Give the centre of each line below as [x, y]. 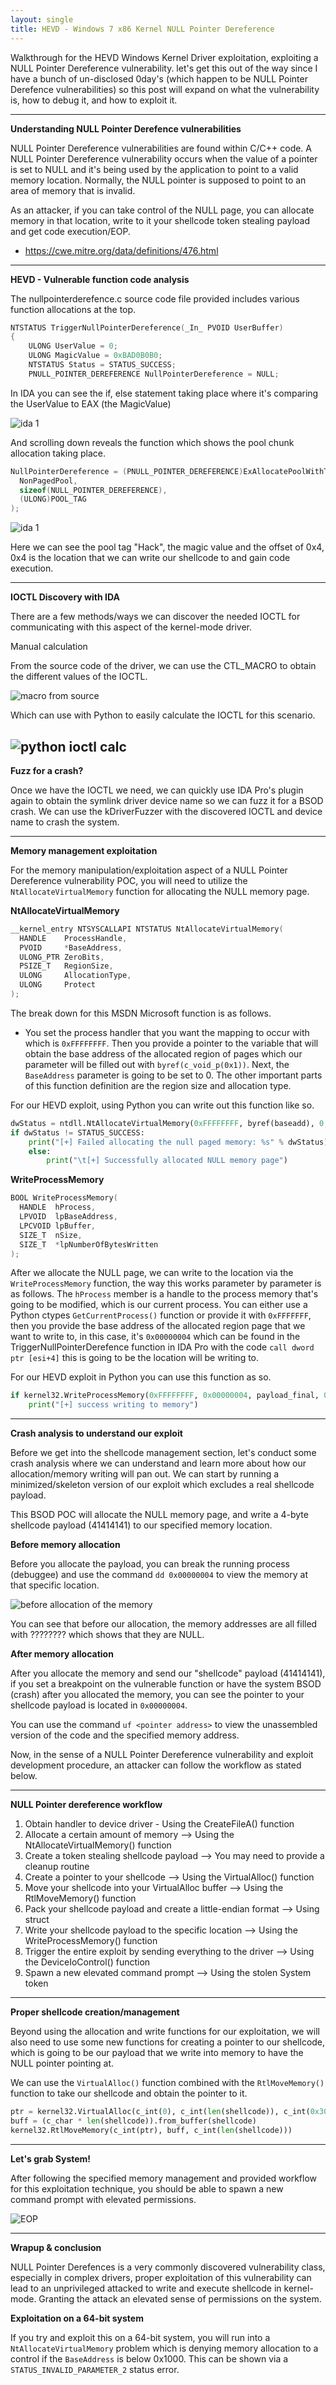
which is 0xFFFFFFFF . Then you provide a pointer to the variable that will [171, 1043]
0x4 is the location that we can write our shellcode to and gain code [150, 558]
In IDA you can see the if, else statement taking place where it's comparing [164, 393]
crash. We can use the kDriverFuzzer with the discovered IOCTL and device [166, 811]
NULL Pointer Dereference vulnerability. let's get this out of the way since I [164, 68]
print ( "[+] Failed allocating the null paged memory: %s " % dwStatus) [178, 1142]
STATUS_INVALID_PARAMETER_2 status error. [95, 2369]
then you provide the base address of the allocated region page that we [158, 1326]
